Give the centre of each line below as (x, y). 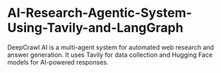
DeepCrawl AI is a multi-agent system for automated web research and (110, 47)
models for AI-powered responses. (58, 62)
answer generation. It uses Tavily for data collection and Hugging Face (110, 55)
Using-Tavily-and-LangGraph (95, 28)
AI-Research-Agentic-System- (100, 13)
